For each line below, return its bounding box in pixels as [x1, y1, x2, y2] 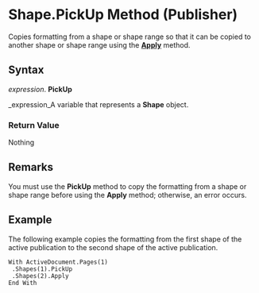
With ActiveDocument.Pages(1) [8, 258, 109, 266]
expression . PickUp [8, 84, 73, 94]
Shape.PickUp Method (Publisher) [8, 6, 238, 24]
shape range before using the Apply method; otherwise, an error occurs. [8, 190, 247, 199]
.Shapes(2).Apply [11, 272, 69, 280]
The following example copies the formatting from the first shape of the [8, 234, 242, 244]
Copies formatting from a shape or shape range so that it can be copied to [8, 32, 252, 41]
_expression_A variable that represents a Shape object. [8, 99, 189, 109]
